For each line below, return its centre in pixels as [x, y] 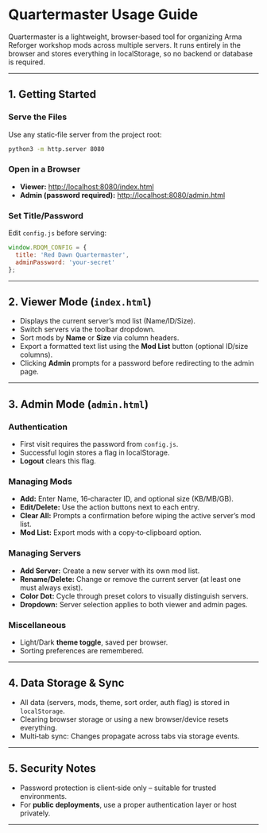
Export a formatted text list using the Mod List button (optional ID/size [134, 347]
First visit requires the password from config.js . [99, 444]
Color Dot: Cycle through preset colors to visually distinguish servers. [134, 596]
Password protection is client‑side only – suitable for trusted [118, 788]
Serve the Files [38, 117]
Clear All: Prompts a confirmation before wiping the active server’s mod [137, 516]
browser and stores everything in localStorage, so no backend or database [130, 53]
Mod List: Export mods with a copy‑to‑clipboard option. [110, 533]
